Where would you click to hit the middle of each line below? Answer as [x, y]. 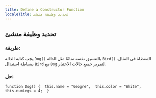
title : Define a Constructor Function [45, 10]
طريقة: [13, 48]
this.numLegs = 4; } [27, 91]
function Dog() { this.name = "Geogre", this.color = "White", [73, 87]
